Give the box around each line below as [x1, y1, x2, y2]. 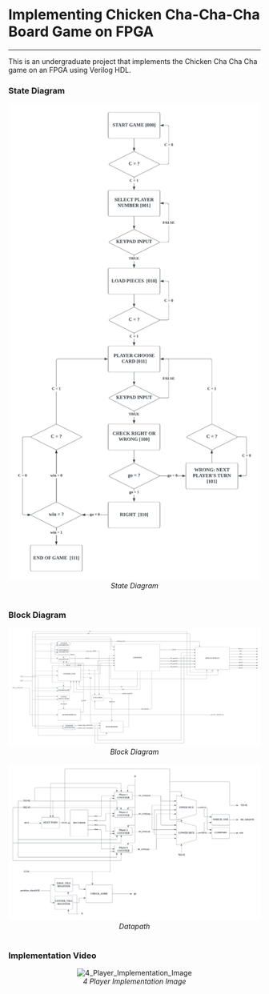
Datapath [118, 922, 151, 931]
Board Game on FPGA [8, 22, 155, 41]
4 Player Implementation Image [82, 976, 187, 986]
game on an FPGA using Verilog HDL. [8, 65, 131, 74]
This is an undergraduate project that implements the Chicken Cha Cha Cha [8, 56, 258, 66]
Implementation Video [8, 950, 97, 961]
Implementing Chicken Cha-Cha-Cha [8, 6, 260, 24]
